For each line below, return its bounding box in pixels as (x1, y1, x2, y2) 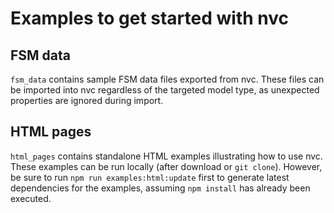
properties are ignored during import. (10, 95, 164, 106)
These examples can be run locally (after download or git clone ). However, (10, 160, 323, 172)
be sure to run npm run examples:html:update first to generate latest (10, 171, 290, 183)
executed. (10, 192, 52, 204)
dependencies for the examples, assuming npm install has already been (10, 182, 311, 194)
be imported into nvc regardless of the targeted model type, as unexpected (10, 84, 320, 96)
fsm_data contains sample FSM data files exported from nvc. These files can (10, 73, 325, 85)
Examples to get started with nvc (10, 7, 289, 30)
